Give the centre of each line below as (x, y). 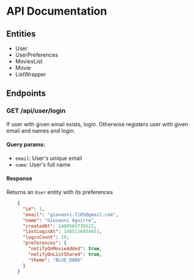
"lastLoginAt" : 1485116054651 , (62, 232)
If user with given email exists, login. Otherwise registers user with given (97, 124)
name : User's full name (43, 164)
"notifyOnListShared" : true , (65, 254)
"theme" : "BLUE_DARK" (56, 260)
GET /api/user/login (36, 111)
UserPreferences (37, 55)
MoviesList (29, 61)
